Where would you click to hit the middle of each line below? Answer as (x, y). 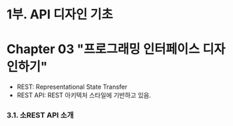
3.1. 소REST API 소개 (40, 115)
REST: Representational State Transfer (72, 87)
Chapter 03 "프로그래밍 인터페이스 (104, 49)
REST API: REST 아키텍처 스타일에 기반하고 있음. (84, 95)
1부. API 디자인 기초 (60, 14)
